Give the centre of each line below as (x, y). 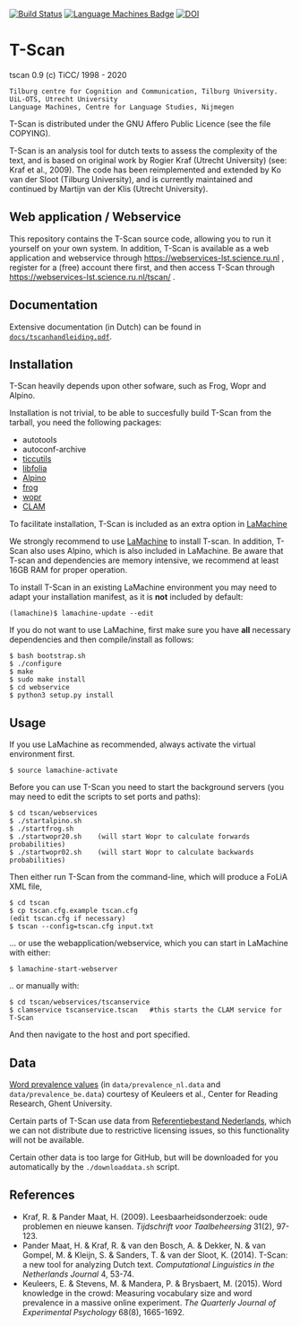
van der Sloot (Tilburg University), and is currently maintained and (131, 179)
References (42, 1195)
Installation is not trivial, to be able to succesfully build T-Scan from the (140, 413)
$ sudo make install (48, 680)
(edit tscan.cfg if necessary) (68, 919)
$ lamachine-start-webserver (64, 970)
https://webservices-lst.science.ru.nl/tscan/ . (92, 277)
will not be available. (47, 1140)
